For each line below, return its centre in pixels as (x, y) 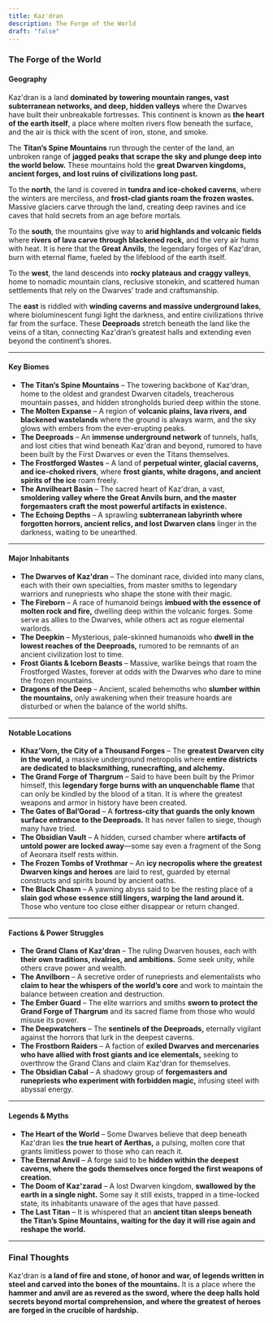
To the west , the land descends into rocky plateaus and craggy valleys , (130, 273)
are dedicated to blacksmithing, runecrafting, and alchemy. (122, 768)
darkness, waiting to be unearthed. (79, 532)
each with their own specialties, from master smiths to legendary (129, 585)
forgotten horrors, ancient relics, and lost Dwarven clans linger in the (139, 523)
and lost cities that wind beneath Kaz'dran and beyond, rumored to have (141, 446)
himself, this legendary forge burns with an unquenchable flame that (137, 785)
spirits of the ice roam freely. (69, 480)
